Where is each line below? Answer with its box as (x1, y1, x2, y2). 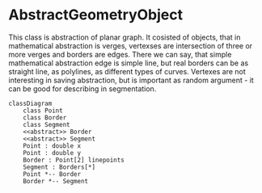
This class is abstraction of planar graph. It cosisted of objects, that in (8, 32, 241, 42)
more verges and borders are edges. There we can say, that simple (8, 49, 232, 59)
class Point (23, 107, 63, 115)
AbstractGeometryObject (8, 6, 184, 24)
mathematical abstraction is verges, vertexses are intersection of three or (8, 40, 253, 50)
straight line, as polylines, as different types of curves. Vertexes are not (8, 66, 247, 76)
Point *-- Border (23, 170, 82, 178)
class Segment (23, 120, 70, 128)
